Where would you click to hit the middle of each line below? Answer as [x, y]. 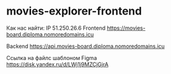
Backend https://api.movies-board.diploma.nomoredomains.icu [85, 46]
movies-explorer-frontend [74, 11]
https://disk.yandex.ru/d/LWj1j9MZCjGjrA [58, 64]
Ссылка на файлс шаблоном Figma [52, 58]
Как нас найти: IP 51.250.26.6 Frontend [56, 28]
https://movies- [126, 28]
